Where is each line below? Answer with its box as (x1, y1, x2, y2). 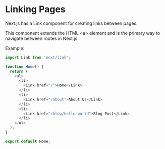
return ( (10, 69, 28, 74)
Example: (5, 45, 25, 51)
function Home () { (5, 64, 44, 69)
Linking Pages (5, 4, 66, 15)
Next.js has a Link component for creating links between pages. (5, 20, 138, 26)
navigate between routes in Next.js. (5, 35, 79, 41)
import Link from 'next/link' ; (5, 55, 71, 60)
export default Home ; (5, 139, 51, 144)
